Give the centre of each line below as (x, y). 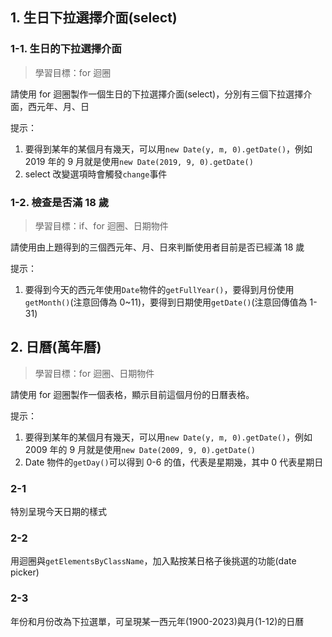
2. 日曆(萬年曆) (56, 347)
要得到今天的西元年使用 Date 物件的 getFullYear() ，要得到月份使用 (159, 289)
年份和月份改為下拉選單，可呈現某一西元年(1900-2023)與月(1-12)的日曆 (157, 621)
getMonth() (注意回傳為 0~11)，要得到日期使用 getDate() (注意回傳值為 (166, 302)
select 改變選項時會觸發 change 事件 (96, 174)
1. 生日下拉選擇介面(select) (94, 18)
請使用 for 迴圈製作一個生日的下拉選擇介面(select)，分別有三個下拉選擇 (157, 94)
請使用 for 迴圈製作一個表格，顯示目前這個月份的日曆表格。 (132, 394)
